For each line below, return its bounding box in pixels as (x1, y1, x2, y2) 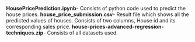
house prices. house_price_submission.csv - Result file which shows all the (6, 11, 189, 18)
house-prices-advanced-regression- (72, 23, 164, 30)
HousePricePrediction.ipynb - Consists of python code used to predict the (6, 5, 186, 12)
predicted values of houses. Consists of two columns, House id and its (6, 17, 176, 24)
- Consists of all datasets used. (43, 29, 118, 36)
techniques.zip (6, 29, 44, 36)
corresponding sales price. (6, 23, 71, 30)
